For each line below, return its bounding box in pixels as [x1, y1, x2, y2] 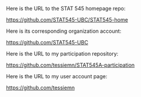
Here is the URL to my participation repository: [6, 50, 119, 57]
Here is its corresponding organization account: [6, 27, 122, 34]
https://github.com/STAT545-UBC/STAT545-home [6, 16, 128, 23]
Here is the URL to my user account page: [6, 73, 108, 79]
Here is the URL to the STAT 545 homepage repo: [6, 5, 126, 12]
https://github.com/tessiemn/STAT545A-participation [6, 61, 135, 68]
